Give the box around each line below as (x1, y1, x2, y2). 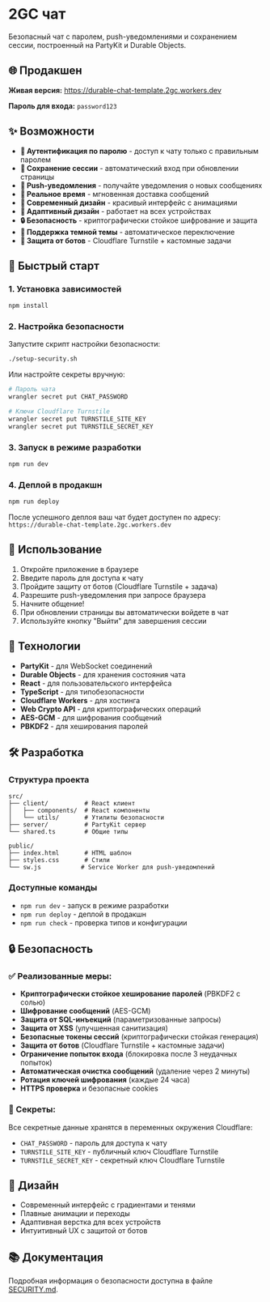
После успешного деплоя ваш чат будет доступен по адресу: (8, 512, 221, 523)
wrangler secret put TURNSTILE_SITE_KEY (8, 415, 147, 423)
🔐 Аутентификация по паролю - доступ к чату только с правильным (19, 146, 259, 156)
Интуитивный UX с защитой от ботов (19, 1226, 148, 1236)
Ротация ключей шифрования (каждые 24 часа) (19, 1075, 191, 1085)
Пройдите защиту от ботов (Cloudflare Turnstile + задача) (19, 581, 218, 591)
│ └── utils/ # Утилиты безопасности (8, 813, 164, 822)
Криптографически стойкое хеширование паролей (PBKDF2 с (19, 989, 241, 999)
